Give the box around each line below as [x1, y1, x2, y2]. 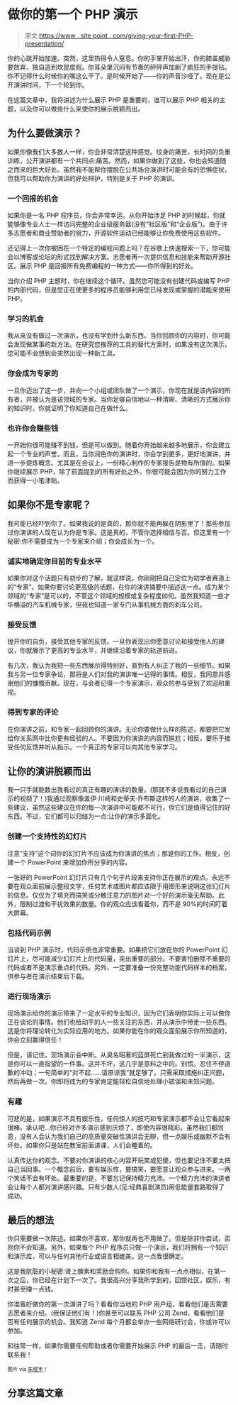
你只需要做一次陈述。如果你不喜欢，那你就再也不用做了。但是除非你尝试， [7, 1234, 225, 1243]
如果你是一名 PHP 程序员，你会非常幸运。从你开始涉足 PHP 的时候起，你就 [7, 211, 226, 220]
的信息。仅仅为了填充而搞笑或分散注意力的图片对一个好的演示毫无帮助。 [7, 891, 218, 899]
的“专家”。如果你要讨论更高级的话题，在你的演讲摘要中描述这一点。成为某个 [7, 583, 230, 591]
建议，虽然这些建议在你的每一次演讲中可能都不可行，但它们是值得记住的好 [13, 803, 231, 812]
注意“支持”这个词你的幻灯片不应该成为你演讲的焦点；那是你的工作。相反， [7, 849, 225, 857]
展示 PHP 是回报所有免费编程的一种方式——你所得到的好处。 [19, 262, 198, 270]
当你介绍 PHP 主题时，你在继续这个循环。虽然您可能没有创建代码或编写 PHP [7, 277, 230, 285]
